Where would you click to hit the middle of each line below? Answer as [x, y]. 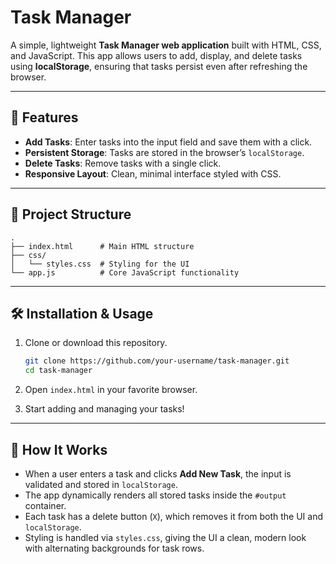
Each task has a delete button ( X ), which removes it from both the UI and [174, 516]
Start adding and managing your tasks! [104, 409]
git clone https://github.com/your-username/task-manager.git [157, 361]
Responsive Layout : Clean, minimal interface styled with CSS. [153, 173]
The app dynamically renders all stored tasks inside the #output [155, 495]
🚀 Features [44, 117]
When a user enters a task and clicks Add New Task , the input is [158, 473]
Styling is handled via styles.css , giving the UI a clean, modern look [165, 537]
